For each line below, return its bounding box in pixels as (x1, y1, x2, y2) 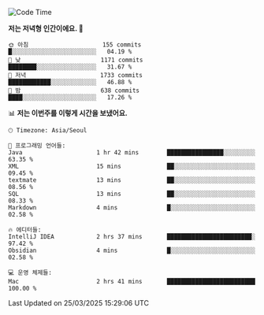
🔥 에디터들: (8, 226, 42, 234)
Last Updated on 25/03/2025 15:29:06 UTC (8, 298, 150, 307)
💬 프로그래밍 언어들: (8, 142, 66, 150)
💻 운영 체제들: (8, 269, 53, 276)
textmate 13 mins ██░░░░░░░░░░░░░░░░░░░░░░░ (8, 176, 256, 184)
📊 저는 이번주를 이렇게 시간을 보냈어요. (8, 109, 128, 117)
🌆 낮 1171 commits (8, 56, 143, 64)
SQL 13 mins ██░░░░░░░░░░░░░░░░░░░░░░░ (8, 190, 256, 198)
